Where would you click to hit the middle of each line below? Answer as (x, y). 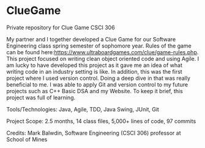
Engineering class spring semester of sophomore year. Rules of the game (99, 46)
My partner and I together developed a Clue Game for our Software (91, 39)
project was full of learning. (41, 97)
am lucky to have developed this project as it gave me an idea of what (94, 65)
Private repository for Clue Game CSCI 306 (61, 27)
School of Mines (27, 139)
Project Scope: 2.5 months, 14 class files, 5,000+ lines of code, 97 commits (101, 121)
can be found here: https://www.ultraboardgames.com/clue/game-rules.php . (102, 52)
